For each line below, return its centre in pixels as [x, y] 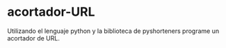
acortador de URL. [34, 38]
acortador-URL [51, 12]
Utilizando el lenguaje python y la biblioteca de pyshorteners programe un [113, 31]
